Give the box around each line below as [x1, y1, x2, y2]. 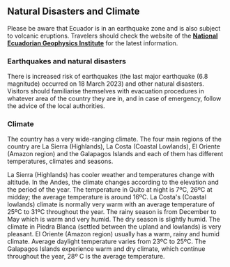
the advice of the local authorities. [7, 102, 106, 110]
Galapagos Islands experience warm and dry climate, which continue [7, 245, 206, 253]
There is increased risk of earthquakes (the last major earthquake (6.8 [7, 73, 208, 81]
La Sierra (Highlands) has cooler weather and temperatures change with [7, 171, 215, 179]
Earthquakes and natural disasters [7, 56, 127, 66]
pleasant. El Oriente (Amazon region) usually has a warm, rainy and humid [7, 230, 220, 238]
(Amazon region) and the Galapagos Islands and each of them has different [7, 150, 224, 158]
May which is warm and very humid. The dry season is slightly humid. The [7, 215, 221, 224]
